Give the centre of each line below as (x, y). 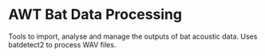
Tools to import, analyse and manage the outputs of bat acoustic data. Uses (133, 36)
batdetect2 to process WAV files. (62, 44)
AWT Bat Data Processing (95, 15)
